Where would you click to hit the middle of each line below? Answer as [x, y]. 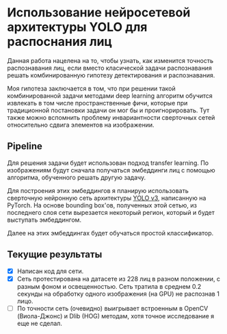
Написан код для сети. [50, 271]
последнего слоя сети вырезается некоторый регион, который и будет [111, 212]
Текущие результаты [55, 255]
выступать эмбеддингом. [44, 220]
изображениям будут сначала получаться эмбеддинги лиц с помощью [111, 170]
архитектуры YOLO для [77, 27]
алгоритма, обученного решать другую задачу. [76, 177]
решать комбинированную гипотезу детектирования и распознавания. [111, 75]
